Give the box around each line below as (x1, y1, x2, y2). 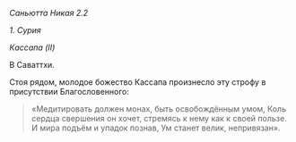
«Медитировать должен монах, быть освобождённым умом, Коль (30, 104, 287, 114)
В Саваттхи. (9, 60, 56, 70)
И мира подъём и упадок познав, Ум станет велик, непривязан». (30, 122, 281, 133)
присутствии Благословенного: (9, 87, 130, 96)
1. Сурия (9, 25, 42, 35)
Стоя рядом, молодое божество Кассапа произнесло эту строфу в (9, 77, 266, 88)
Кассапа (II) (9, 42, 56, 53)
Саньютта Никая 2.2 (9, 8, 89, 18)
